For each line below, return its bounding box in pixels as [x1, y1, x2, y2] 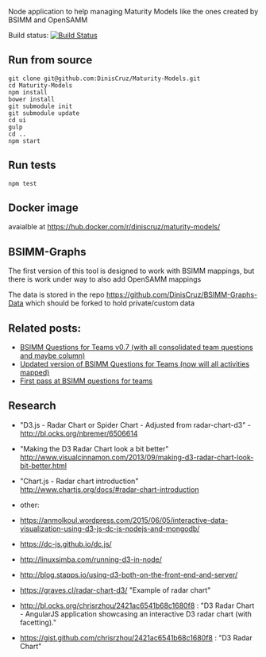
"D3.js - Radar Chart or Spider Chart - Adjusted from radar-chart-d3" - [19, 420, 252, 429]
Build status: [8, 31, 49, 40]
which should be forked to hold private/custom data [25, 298, 195, 308]
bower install [8, 95, 56, 103]
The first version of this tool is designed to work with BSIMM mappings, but [8, 266, 255, 276]
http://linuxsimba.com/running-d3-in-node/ [19, 555, 163, 564]
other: [19, 500, 40, 509]
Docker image [8, 202, 79, 215]
